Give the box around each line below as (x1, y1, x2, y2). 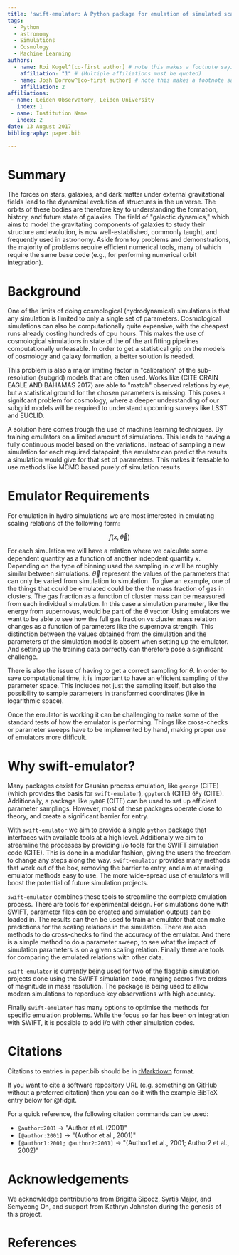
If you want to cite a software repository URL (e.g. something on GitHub (7, 1080, 218, 1090)
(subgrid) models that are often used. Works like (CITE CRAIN (38, 373, 219, 382)
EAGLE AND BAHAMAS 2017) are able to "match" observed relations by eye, (7, 381, 231, 390)
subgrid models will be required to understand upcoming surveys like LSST (7, 404, 228, 412)
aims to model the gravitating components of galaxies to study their (7, 220, 206, 229)
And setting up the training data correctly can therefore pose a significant (7, 645, 223, 654)
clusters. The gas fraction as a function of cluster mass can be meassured (7, 592, 225, 600)
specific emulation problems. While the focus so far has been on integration (7, 1011, 230, 1019)
